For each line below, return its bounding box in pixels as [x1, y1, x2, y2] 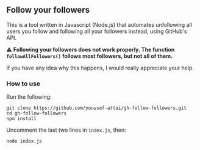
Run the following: [6, 93, 52, 101]
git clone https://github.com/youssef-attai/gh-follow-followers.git [6, 105, 187, 112]
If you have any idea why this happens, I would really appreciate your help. [6, 64, 194, 71]
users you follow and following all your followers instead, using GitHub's [6, 27, 187, 35]
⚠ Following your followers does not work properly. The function [6, 46, 175, 53]
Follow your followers [6, 5, 90, 15]
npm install [6, 116, 37, 122]
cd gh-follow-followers [6, 110, 67, 116]
